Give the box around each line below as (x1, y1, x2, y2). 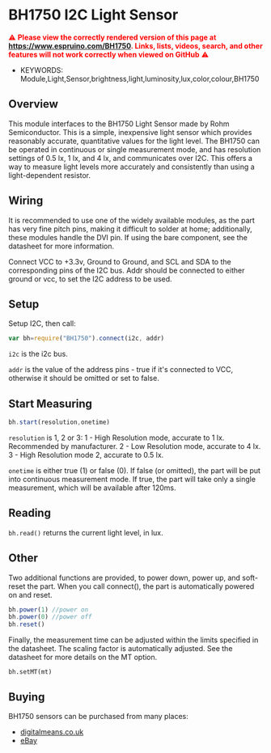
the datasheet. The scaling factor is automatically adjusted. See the (8, 644, 233, 654)
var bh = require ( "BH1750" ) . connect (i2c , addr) (8, 334, 164, 343)
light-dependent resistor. (8, 170, 91, 180)
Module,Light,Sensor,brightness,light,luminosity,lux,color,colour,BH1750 (19, 74, 260, 83)
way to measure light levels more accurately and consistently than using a (8, 162, 255, 171)
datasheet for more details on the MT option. (8, 653, 158, 662)
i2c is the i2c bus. (8, 349, 69, 359)
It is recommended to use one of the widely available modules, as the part (8, 215, 255, 225)
